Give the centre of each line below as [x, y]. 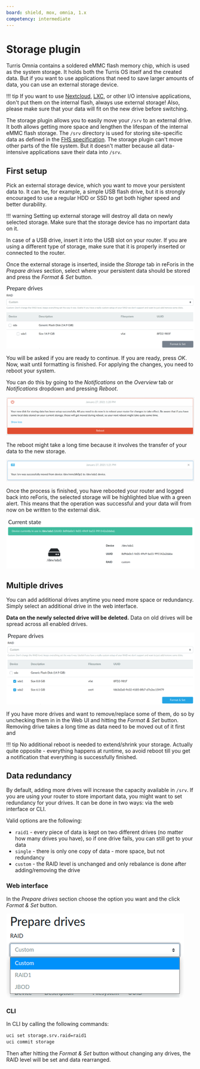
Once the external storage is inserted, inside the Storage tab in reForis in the [100, 264]
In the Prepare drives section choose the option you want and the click [93, 899]
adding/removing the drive [47, 870]
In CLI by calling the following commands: [58, 1024]
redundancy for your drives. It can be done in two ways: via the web [90, 803]
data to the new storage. [36, 451]
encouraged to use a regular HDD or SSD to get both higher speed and [93, 198]
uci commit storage [30, 1042]
